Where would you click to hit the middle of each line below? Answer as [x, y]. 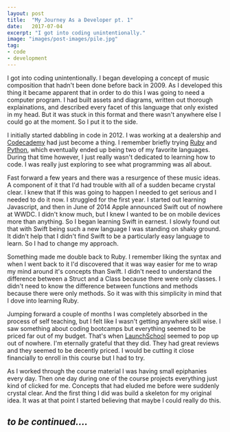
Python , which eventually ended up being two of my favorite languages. [109, 149]
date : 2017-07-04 [35, 26]
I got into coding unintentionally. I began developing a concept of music [108, 78]
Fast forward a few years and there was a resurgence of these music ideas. [114, 177]
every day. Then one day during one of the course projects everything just [112, 378]
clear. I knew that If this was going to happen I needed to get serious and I [112, 192]
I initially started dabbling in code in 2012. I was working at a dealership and [114, 135]
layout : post [26, 13]
